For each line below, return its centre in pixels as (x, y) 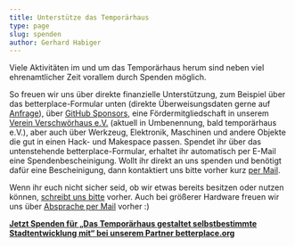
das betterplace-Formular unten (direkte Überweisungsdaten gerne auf (140, 104)
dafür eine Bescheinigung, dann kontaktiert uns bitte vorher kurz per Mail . (145, 170)
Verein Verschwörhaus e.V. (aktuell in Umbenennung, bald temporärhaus (143, 123)
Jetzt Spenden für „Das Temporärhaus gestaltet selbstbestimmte (133, 224)
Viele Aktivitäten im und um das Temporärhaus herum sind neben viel (137, 68)
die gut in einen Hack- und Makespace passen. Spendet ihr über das (135, 142)
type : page (29, 26)
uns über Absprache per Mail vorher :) (79, 207)
